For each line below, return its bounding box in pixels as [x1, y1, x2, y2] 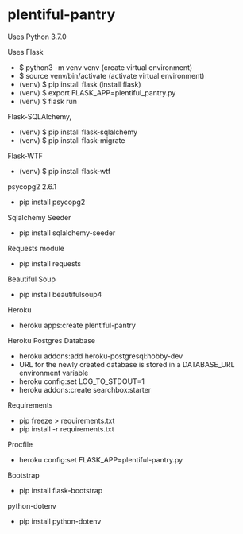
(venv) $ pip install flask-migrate [18, 135, 125, 145]
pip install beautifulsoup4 [18, 289, 102, 299]
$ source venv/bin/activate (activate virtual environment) [18, 71, 205, 80]
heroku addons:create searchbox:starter [18, 385, 152, 394]
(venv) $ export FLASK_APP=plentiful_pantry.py [18, 87, 176, 97]
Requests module [7, 243, 65, 253]
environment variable [18, 368, 89, 377]
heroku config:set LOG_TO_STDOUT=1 [18, 376, 145, 386]
